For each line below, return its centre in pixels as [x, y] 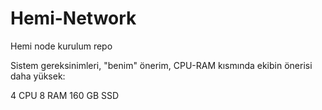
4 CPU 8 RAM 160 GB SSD [65, 95]
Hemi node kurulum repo [61, 46]
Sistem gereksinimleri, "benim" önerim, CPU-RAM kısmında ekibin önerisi [161, 65]
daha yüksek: [38, 76]
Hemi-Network [73, 18]
